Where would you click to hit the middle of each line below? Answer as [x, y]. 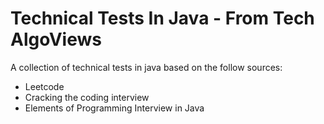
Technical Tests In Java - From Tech [162, 18]
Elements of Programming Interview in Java [114, 108]
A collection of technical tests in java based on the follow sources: [146, 67]
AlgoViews [56, 39]
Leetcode [44, 86]
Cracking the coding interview [87, 97]
